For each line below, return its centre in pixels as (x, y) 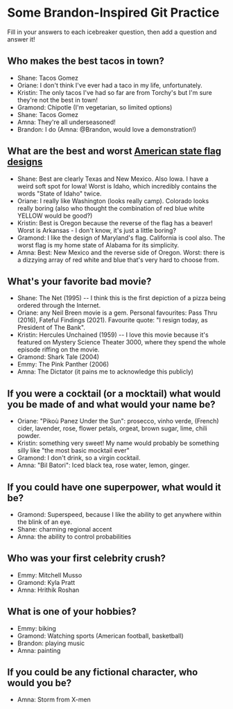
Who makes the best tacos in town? (86, 61)
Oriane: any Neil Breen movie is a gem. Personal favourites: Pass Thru (117, 313)
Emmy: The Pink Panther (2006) (63, 365)
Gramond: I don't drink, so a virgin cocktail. (79, 458)
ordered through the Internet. (59, 306)
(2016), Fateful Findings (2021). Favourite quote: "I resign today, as (112, 320)
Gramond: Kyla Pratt (46, 582)
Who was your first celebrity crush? (87, 558)
